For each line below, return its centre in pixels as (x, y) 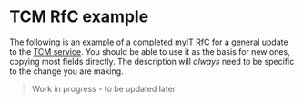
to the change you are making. (67, 71)
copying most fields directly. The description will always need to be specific (152, 61)
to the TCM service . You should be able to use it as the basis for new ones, (150, 51)
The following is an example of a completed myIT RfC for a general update (149, 42)
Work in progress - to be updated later (103, 88)
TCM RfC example (79, 17)
